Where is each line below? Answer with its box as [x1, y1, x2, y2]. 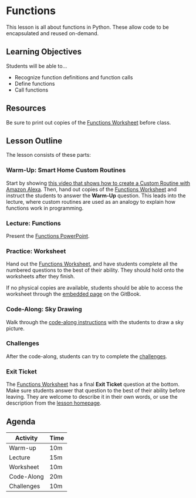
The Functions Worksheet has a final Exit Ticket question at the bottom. [6, 381, 180, 388]
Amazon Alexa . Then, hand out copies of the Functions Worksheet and [6, 186, 177, 193]
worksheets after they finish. [6, 273, 75, 280]
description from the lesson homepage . [6, 399, 102, 406]
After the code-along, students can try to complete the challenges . [6, 352, 167, 359]
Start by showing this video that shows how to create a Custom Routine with [6, 179, 191, 186]
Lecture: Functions [6, 219, 61, 227]
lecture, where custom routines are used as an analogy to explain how [6, 198, 176, 205]
